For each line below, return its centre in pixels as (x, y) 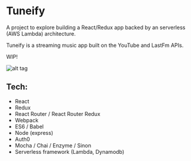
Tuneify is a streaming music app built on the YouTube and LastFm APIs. (95, 45)
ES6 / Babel (29, 127)
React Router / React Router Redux (57, 113)
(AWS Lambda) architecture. (41, 33)
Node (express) (34, 132)
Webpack (27, 120)
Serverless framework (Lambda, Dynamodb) (70, 151)
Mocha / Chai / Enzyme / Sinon (53, 145)
